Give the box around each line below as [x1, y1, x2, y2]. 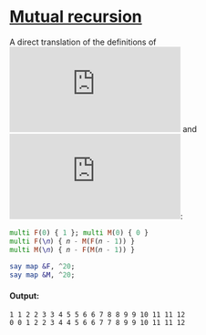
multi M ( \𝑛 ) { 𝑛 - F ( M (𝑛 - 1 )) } [9, 245, 135, 254]
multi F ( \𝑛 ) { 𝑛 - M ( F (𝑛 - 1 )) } [9, 237, 135, 246]
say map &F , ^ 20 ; [9, 262, 76, 271]
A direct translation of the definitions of [9, 36, 157, 47]
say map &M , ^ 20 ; [9, 270, 76, 279]
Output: [9, 289, 39, 301]
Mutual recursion [9, 6, 143, 27]
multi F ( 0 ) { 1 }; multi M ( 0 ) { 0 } [9, 228, 149, 238]
